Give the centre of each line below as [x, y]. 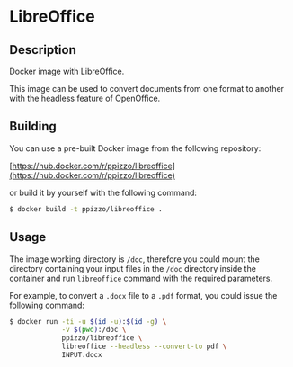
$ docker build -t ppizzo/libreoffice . [86, 209]
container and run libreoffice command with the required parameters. [141, 278]
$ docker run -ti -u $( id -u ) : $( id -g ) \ [88, 321]
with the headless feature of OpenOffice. [85, 98]
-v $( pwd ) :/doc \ [94, 330]
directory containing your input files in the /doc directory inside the [133, 268]
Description [43, 50]
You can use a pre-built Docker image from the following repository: [135, 148]
